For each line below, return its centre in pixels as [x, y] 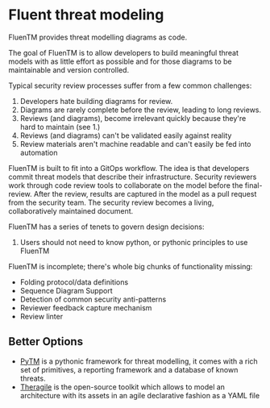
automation [39, 152]
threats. [33, 378]
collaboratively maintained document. [71, 210]
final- [253, 185]
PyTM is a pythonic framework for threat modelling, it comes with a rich [139, 361]
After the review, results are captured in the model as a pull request [145, 194]
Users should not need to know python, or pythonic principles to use [134, 242]
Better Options [46, 341]
